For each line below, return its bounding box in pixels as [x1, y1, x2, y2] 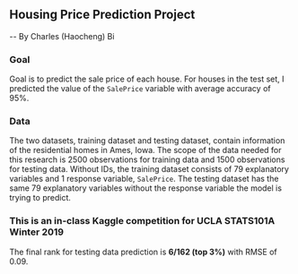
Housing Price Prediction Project [9, 7, 196, 22]
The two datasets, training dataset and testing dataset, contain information [9, 135, 285, 146]
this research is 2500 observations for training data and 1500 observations [9, 154, 285, 165]
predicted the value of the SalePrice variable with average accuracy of [9, 83, 271, 94]
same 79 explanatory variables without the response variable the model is [9, 183, 283, 193]
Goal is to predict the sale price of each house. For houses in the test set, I [9, 73, 285, 84]
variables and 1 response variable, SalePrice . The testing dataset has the [9, 174, 279, 184]
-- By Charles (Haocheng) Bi [9, 30, 115, 41]
